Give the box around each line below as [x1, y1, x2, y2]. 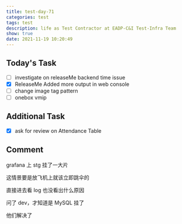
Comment [6, 145, 44, 155]
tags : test [6, 20, 33, 25]
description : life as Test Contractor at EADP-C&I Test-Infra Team [6, 25, 177, 31]
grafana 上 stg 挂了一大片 [6, 161, 68, 168]
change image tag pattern [14, 87, 78, 94]
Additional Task [6, 111, 65, 121]
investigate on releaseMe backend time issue [14, 73, 126, 81]
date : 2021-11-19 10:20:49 [6, 36, 73, 42]
